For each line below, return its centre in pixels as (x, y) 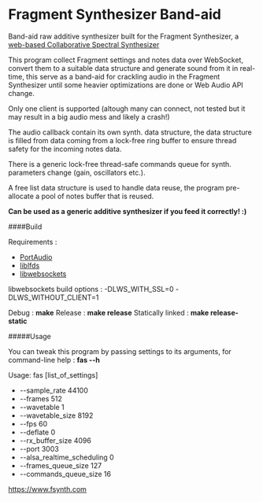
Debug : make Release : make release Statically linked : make (109, 312)
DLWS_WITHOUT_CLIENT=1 (54, 297)
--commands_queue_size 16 (65, 474)
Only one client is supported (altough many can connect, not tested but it (127, 109)
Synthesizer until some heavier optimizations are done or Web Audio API (126, 85)
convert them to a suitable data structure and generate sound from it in (123, 68)
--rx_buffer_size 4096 (56, 440)
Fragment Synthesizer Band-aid (115, 15)
